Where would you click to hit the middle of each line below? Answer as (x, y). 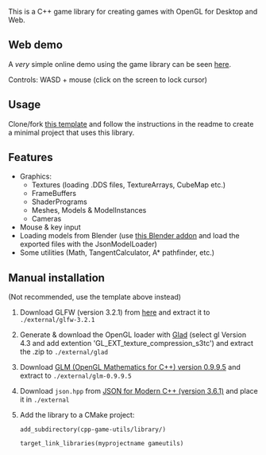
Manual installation (57, 278)
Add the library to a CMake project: (77, 415)
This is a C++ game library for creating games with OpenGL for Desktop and (133, 12)
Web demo (36, 45)
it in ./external (44, 400)
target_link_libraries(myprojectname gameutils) (102, 444)
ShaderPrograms (59, 202)
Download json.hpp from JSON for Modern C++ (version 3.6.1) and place (139, 391)
